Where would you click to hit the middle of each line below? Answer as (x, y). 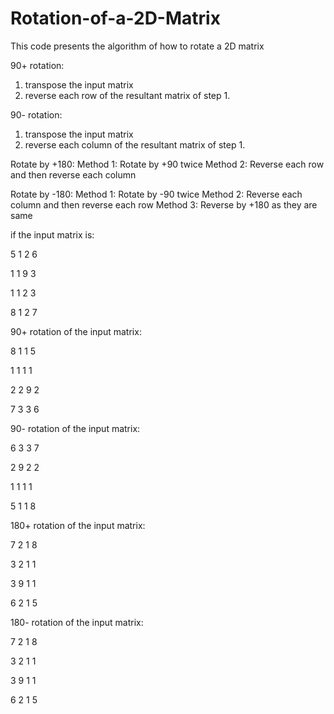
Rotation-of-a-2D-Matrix (115, 18)
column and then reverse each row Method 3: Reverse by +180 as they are (164, 204)
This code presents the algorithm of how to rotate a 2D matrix (137, 46)
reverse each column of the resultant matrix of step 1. (135, 144)
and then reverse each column (73, 174)
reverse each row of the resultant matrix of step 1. (127, 95)
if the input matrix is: (52, 234)
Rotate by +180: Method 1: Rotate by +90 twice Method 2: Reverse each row (167, 164)
